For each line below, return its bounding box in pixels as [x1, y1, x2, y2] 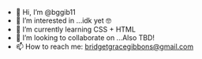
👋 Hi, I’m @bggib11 [15, 8, 77, 17]
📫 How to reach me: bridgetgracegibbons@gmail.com [15, 42, 194, 51]
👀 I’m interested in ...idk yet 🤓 [15, 16, 112, 25]
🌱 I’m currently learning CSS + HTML [15, 24, 137, 34]
